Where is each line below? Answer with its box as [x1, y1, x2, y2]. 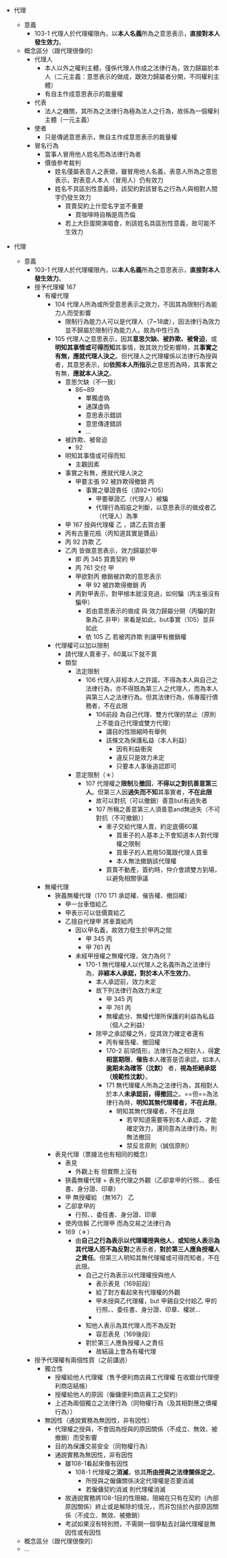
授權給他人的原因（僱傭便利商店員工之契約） [54, 1390, 182, 1399]
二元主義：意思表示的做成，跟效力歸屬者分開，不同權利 [56, 72, 214, 81]
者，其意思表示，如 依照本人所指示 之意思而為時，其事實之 [54, 361, 218, 368]
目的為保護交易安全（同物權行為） [54, 1442, 151, 1450]
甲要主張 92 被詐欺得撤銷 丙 [75, 477, 155, 485]
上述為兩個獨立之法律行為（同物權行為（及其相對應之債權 [54, 1399, 218, 1407]
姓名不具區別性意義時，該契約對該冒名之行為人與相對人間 [54, 185, 218, 193]
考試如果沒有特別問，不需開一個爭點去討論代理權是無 [65, 1520, 216, 1528]
